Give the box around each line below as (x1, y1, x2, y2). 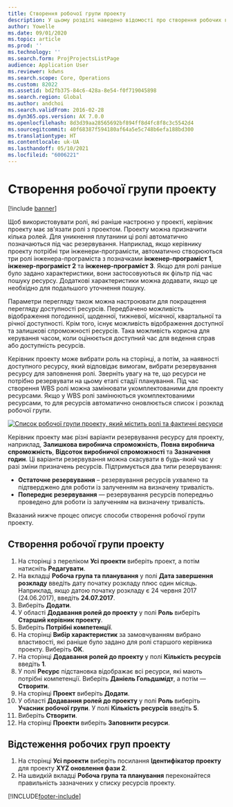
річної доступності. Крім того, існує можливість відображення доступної (8, 319, 224, 327)
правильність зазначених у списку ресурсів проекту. (17, 779, 176, 787)
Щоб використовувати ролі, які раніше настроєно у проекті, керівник (8, 217, 213, 225)
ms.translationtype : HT (8, 132, 77, 139)
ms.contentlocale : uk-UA (8, 139, 80, 146)
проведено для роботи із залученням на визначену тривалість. (17, 497, 205, 505)
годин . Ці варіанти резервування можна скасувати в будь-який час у (8, 454, 214, 463)
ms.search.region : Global (8, 94, 82, 101)
